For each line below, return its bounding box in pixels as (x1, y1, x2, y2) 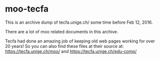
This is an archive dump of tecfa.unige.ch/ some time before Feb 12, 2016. (5, 19, 153, 25)
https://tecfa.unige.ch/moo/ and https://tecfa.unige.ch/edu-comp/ (5, 48, 137, 54)
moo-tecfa (5, 3, 48, 15)
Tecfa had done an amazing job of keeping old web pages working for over (5, 38, 155, 44)
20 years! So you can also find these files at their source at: (5, 43, 124, 49)
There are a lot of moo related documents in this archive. (5, 29, 119, 34)
